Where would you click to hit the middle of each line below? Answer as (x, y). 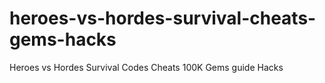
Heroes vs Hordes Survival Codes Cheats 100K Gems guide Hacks (146, 67)
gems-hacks (63, 39)
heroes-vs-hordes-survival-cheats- (163, 18)
